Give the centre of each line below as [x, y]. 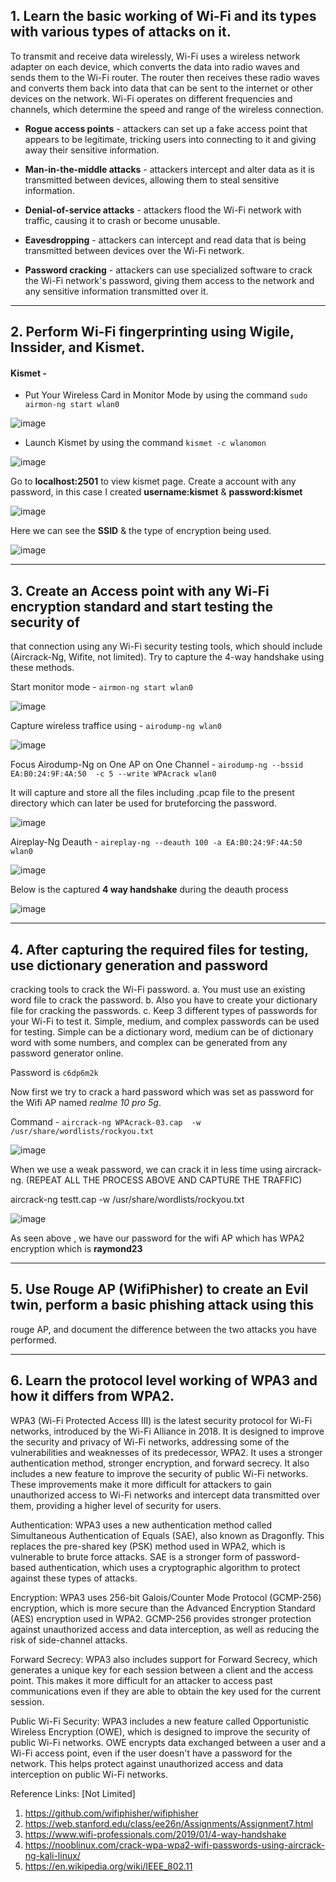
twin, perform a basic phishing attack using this [162, 1305]
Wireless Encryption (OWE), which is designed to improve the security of [160, 1731]
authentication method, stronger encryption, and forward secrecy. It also [160, 1463]
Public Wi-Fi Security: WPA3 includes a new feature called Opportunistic [160, 1721]
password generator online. [67, 1053]
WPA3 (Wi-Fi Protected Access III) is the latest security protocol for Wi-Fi [161, 1420]
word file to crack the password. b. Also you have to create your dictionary [164, 1000]
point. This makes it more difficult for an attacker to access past [141, 1680]
